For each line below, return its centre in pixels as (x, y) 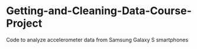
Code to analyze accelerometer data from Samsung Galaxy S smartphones (97, 40)
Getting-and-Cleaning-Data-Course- (99, 11)
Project (24, 23)
